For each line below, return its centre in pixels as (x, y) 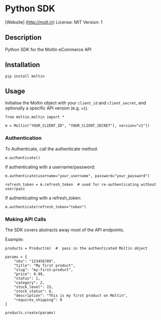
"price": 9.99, (29, 274)
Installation (23, 65)
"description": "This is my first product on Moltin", (71, 295)
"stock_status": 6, (34, 291)
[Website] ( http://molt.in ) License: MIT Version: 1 (54, 22)
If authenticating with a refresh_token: (43, 198)
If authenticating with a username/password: (50, 167)
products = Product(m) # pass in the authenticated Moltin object (76, 248)
